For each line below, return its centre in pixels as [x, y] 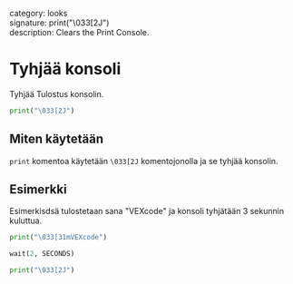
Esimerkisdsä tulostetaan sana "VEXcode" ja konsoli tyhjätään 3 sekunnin [146, 211]
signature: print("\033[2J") [59, 23]
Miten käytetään [57, 139]
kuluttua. [26, 220]
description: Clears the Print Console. [79, 32]
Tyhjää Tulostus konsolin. [57, 93]
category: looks [39, 13]
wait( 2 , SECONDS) [42, 254]
